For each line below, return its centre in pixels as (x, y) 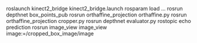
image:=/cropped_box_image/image (50, 34)
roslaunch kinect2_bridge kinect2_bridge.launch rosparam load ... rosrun (94, 9)
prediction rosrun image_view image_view (57, 27)
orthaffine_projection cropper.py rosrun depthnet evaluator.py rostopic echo (99, 21)
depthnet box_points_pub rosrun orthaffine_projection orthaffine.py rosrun (96, 15)
